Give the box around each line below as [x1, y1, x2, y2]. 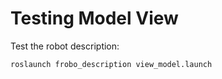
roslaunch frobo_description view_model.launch [10, 59, 213, 69]
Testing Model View [10, 7, 179, 30]
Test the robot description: [10, 40, 120, 52]
